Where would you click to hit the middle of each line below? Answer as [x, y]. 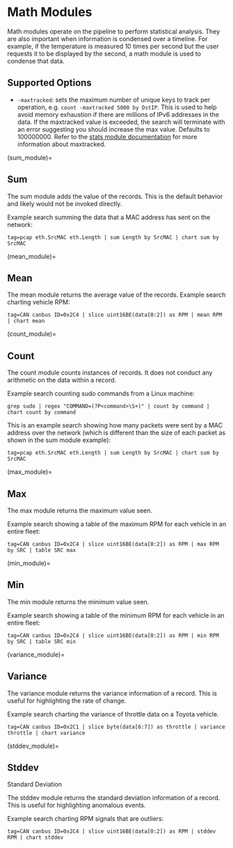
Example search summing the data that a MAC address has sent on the [109, 217]
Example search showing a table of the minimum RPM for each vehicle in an [116, 615]
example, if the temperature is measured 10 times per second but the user [113, 46]
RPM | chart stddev [35, 838]
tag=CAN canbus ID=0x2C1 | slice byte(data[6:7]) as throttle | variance [116, 727]
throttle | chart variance [46, 733]
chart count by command [42, 413]
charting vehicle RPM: [39, 302]
